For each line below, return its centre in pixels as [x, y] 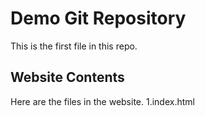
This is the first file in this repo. [74, 46]
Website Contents [67, 77]
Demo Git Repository [98, 18]
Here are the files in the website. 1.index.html [102, 101]
